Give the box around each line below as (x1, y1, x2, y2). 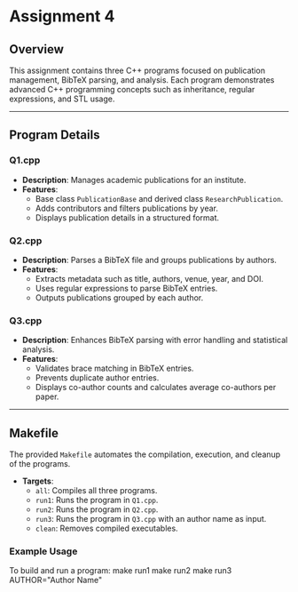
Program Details (9, 127, 100, 143)
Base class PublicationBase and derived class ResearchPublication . (35, 193, 284, 204)
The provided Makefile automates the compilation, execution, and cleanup (9, 449, 281, 460)
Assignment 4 (9, 6, 115, 27)
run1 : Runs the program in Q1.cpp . (35, 495, 159, 506)
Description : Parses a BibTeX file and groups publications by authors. (21, 254, 278, 265)
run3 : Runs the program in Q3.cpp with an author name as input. (35, 514, 267, 524)
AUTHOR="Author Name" (9, 575, 103, 586)
